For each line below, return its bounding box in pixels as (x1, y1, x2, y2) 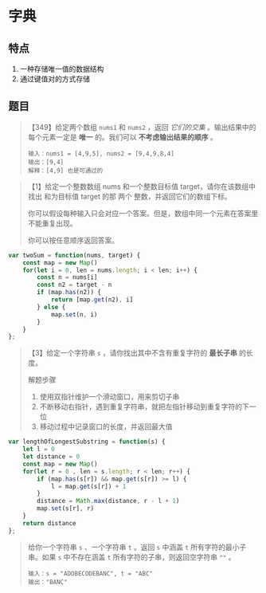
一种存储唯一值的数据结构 (19, 65, 104, 73)
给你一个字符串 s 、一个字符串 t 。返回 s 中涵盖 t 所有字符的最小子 (27, 542, 247, 552)
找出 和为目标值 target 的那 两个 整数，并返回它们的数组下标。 (27, 191, 233, 201)
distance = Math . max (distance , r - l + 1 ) (37, 497, 180, 505)
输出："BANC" (27, 578, 68, 586)
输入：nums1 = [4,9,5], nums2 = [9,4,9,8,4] (27, 149, 175, 158)
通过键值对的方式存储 (19, 74, 90, 84)
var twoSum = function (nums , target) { (8, 251, 141, 259)
